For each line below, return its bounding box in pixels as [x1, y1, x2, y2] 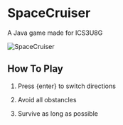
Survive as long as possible [17, 109, 98, 118]
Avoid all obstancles [17, 95, 77, 104]
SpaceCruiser [7, 5, 91, 21]
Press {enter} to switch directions [17, 82, 116, 90]
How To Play [7, 62, 64, 75]
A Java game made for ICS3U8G [7, 28, 103, 37]
